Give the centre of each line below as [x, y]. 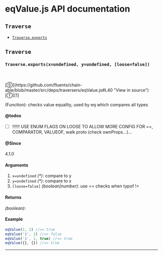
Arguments [17, 165]
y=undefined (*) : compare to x [42, 181]
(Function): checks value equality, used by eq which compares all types [77, 104]
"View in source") [131, 90]
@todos [13, 116]
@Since [13, 143]
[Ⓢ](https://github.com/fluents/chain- [44, 85]
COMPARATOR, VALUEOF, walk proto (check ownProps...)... [72, 132]
